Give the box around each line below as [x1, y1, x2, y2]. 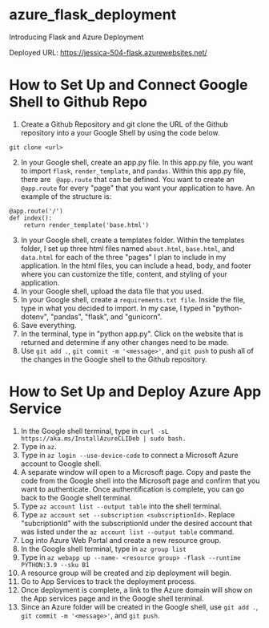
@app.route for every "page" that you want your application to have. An [20, 183, 255, 192]
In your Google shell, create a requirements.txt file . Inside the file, [20, 294, 246, 304]
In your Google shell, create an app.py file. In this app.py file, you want [20, 157, 254, 167]
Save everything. [20, 320, 77, 330]
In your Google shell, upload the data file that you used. [20, 286, 204, 296]
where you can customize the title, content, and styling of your [20, 269, 227, 278]
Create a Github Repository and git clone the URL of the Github [20, 119, 229, 129]
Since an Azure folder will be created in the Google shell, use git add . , [20, 602, 259, 611]
